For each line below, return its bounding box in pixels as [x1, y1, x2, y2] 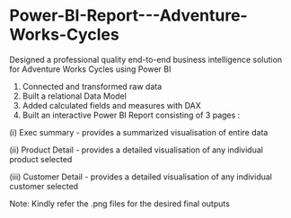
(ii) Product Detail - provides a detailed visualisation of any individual [9, 144, 263, 155]
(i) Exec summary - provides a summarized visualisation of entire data [9, 126, 269, 137]
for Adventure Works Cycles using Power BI [9, 64, 172, 74]
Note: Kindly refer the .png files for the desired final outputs [9, 198, 231, 209]
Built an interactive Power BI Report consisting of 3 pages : [22, 109, 241, 120]
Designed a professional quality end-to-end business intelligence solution [9, 54, 283, 65]
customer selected [9, 180, 79, 191]
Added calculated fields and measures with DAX [22, 100, 202, 110]
